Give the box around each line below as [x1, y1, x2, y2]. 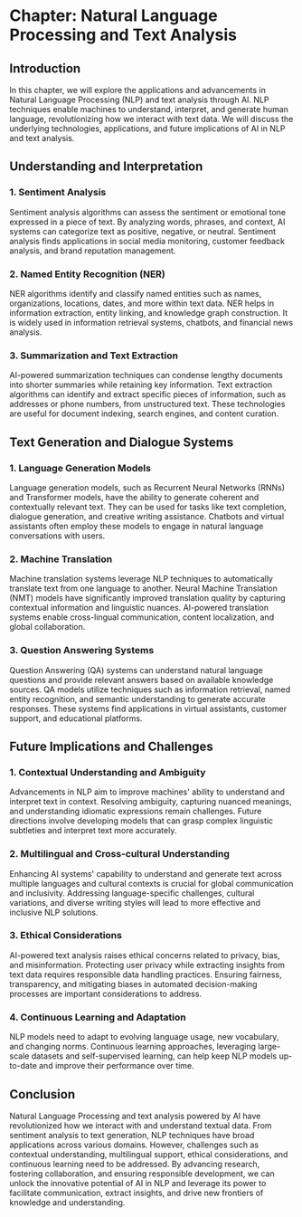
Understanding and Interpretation [9, 159, 203, 175]
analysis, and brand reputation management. [9, 245, 176, 256]
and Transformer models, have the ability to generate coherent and [9, 491, 260, 502]
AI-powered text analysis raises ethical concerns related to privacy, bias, [9, 949, 280, 960]
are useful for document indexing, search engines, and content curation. [9, 408, 279, 419]
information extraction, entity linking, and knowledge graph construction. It [9, 307, 288, 318]
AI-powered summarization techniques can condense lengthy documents [9, 370, 283, 381]
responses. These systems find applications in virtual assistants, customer [9, 703, 288, 714]
